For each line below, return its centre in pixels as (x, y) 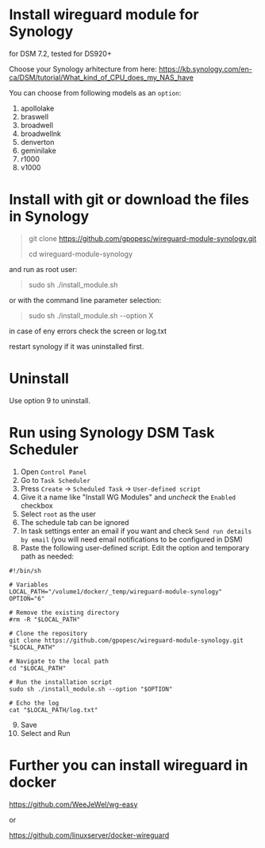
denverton (37, 142)
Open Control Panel (54, 472)
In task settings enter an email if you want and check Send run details (136, 531)
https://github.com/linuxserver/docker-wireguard (89, 835)
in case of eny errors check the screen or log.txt (88, 331)
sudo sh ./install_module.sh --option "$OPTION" (91, 689)
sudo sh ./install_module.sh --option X (91, 315)
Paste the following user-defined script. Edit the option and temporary (135, 547)
